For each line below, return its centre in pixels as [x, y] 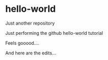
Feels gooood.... [22, 43]
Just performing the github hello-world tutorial [54, 33]
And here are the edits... [31, 53]
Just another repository [30, 23]
